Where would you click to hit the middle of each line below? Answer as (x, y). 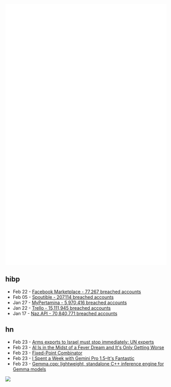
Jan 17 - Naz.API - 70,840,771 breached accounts (65, 313)
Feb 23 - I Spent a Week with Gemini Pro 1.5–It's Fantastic (73, 358)
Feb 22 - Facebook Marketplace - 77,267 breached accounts (77, 292)
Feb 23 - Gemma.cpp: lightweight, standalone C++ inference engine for (88, 363)
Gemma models (29, 369)
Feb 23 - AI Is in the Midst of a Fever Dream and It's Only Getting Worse (88, 347)
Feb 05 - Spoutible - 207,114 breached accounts (63, 297)
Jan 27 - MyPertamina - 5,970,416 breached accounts (70, 302)
